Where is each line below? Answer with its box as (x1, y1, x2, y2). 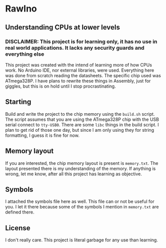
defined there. (5, 209, 35, 215)
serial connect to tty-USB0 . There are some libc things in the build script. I (5, 121, 159, 128)
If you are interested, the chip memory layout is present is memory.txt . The (5, 160, 159, 166)
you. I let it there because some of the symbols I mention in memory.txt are (5, 204, 159, 210)
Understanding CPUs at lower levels (5, 23, 120, 32)
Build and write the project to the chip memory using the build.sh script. (5, 111, 155, 117)
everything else (5, 51, 44, 58)
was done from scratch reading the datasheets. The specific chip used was (5, 72, 161, 78)
